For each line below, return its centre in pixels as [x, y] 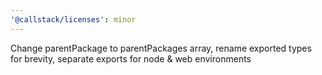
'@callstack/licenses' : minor [73, 19]
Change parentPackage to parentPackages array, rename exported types [161, 48]
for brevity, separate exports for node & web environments [131, 58]
